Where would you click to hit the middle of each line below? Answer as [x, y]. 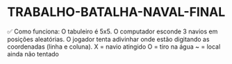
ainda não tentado [33, 54]
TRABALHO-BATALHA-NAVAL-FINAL [116, 12]
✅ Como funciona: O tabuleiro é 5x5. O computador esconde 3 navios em [113, 31]
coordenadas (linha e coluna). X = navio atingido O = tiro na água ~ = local [114, 47]
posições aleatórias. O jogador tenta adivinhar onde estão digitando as [108, 39]
